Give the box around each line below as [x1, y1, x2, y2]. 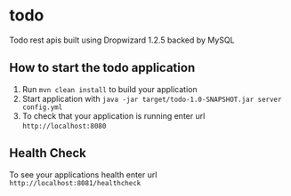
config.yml [21, 103, 63, 112]
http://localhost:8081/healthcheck [9, 178, 141, 187]
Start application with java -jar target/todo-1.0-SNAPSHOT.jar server [21, 93, 282, 104]
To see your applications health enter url [9, 169, 158, 180]
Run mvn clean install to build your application [21, 83, 198, 94]
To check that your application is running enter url [21, 110, 206, 121]
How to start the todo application [9, 60, 196, 75]
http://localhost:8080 [21, 122, 107, 130]
